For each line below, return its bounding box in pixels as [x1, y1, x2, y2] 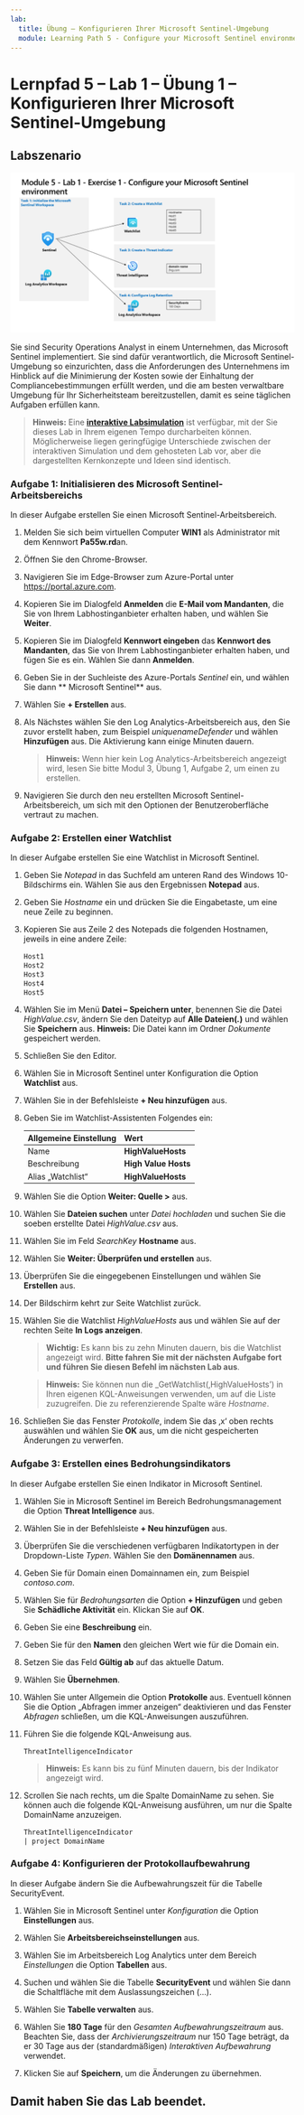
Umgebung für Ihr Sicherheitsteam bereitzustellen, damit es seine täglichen [10, 389, 291, 400]
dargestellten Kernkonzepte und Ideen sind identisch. [32, 454, 231, 465]
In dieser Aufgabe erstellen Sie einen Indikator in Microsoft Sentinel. [10, 1478, 263, 1489]
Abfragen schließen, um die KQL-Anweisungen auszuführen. [23, 1710, 249, 1721]
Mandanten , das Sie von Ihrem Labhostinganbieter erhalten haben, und [23, 645, 290, 656]
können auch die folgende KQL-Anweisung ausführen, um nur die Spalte [23, 1799, 292, 1811]
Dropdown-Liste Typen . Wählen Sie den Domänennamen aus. [23, 1549, 255, 1560]
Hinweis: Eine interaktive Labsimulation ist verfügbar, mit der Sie [32, 416, 278, 427]
